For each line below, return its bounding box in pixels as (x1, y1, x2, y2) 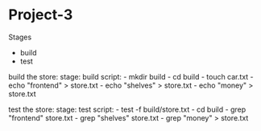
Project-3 (8, 6, 73, 24)
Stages (8, 32, 32, 42)
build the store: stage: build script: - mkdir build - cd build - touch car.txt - (8, 72, 254, 81)
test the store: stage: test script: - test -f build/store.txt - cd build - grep (8, 104, 246, 114)
